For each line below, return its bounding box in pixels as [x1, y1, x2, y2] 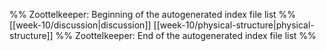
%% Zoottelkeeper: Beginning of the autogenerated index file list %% [9, 9, 297, 20]
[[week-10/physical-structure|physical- [153, 19, 315, 31]
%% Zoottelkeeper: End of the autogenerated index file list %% [55, 30, 317, 41]
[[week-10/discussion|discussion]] [9, 19, 152, 31]
